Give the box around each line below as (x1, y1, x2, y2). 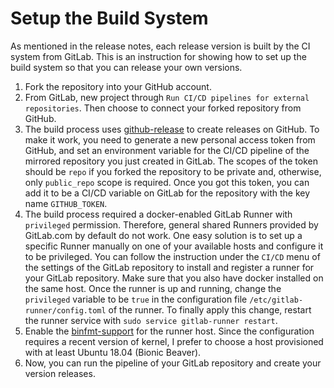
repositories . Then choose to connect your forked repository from (24, 102, 302, 114)
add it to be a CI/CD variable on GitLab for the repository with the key (24, 187, 311, 199)
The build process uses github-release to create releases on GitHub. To (24, 123, 320, 135)
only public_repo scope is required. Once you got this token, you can (24, 176, 310, 188)
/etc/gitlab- (249, 295, 304, 305)
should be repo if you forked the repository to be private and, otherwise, (24, 165, 322, 177)
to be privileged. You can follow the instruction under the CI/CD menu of (24, 250, 321, 262)
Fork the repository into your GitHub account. (24, 80, 212, 92)
